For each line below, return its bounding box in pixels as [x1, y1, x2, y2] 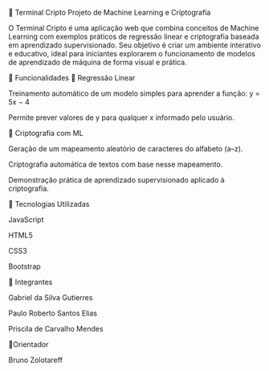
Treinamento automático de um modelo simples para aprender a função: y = [8, 89, 261, 98]
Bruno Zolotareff [8, 355, 63, 365]
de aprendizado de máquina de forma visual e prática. [8, 57, 187, 67]
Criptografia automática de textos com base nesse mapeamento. [8, 159, 223, 169]
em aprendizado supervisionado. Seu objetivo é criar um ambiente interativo [8, 40, 261, 50]
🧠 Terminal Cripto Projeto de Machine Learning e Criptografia [8, 8, 211, 17]
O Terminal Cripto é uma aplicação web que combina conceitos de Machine [8, 23, 259, 32]
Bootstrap [8, 262, 42, 271]
